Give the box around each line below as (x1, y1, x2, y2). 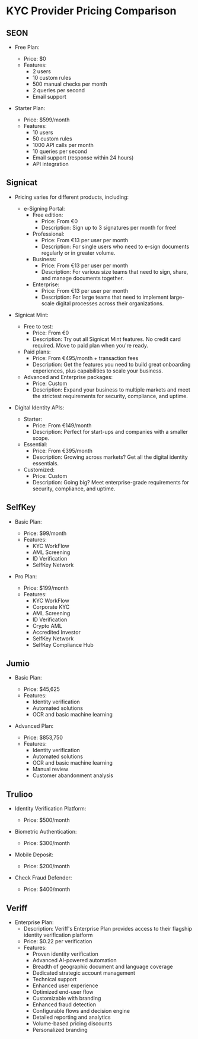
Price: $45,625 (23, 686, 60, 693)
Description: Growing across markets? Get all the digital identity (32, 453, 188, 461)
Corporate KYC (32, 603, 70, 611)
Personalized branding (32, 1027, 88, 1034)
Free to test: (23, 323, 53, 330)
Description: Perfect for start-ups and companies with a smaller (32, 428, 188, 435)
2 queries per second (32, 87, 85, 93)
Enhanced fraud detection (32, 1001, 97, 1008)
